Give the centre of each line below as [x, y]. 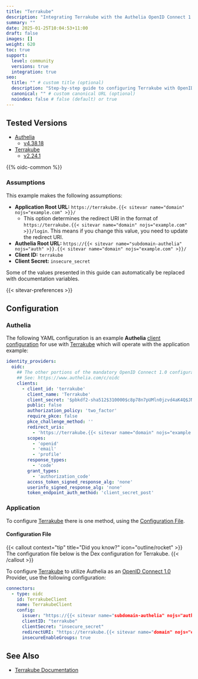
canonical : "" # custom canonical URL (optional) [73, 94]
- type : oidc [27, 594]
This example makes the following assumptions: [64, 196]
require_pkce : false [52, 416]
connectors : [21, 588]
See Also [23, 656]
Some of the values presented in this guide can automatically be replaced [95, 272]
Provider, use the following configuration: [56, 577]
